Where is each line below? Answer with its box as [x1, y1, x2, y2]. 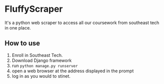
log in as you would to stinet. [11, 73, 71, 79]
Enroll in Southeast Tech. [11, 52, 63, 58]
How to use [4, 39, 40, 48]
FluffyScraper [4, 3, 63, 15]
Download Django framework [11, 57, 72, 63]
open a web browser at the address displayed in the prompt [11, 68, 134, 74]
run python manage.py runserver [11, 62, 78, 68]
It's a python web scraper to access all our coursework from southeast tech [4, 20, 160, 26]
